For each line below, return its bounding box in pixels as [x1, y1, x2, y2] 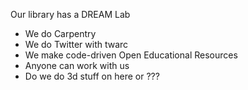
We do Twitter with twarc [24, 39, 129, 50]
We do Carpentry [24, 28, 97, 39]
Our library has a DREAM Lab [10, 9, 131, 20]
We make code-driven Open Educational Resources [24, 49, 238, 61]
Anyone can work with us [24, 60, 130, 71]
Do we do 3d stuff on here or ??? [24, 70, 160, 82]
